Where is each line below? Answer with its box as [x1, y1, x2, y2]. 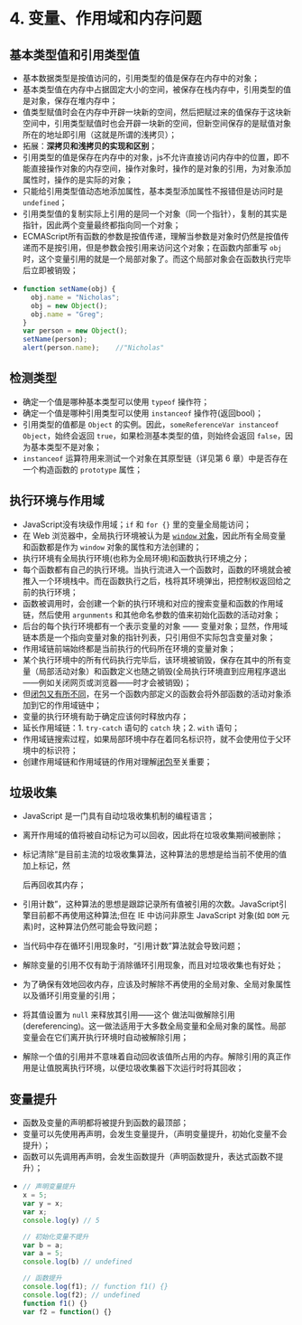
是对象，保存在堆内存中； [22, 96, 118, 106]
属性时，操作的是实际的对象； [22, 174, 133, 185]
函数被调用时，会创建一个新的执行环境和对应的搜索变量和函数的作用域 [22, 597, 284, 608]
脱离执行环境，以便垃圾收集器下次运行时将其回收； [53, 1063, 244, 1074]
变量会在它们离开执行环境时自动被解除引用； [22, 1032, 189, 1043]
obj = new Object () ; [31, 301, 108, 310]
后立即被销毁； [22, 265, 78, 276]
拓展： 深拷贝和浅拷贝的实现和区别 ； [22, 141, 158, 151]
